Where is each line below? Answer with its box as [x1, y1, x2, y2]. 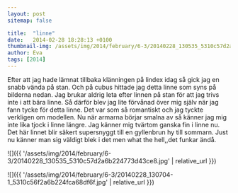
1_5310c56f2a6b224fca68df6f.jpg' [7, 177, 108, 186]
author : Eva [7, 49, 42, 57]
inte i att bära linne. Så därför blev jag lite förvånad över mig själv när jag [7, 98, 219, 106]
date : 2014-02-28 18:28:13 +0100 [7, 36, 113, 43]
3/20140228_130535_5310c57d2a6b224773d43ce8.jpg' [7, 156, 170, 165]
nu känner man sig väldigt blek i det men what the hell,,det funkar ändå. [7, 135, 217, 144]
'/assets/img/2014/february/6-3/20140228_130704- [23, 170, 174, 179]
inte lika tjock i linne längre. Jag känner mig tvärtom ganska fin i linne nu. [7, 120, 220, 129]
